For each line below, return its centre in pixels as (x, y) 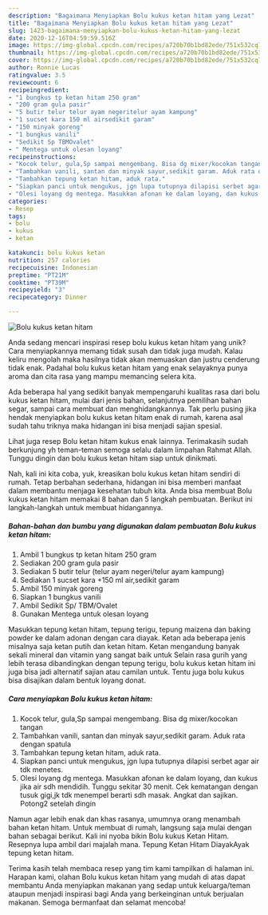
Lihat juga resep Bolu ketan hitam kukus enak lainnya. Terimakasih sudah (128, 441)
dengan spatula (45, 744)
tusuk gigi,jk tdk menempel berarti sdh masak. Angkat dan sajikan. (129, 794)
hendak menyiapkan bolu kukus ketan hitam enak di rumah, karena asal (126, 417)
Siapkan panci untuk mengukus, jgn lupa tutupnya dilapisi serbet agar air (139, 761)
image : (19, 46)
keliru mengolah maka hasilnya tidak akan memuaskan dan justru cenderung (134, 359)
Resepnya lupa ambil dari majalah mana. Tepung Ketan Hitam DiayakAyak (129, 844)
